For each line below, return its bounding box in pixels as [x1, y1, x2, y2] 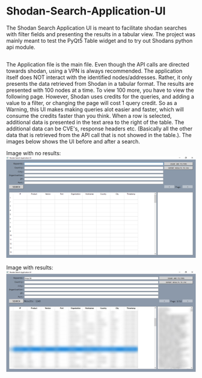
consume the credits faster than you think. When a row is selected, [6, 112, 172, 120]
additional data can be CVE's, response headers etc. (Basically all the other [6, 125, 193, 132]
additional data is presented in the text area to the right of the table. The [6, 119, 185, 126]
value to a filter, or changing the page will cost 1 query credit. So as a [6, 100, 177, 107]
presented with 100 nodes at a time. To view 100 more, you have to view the [6, 86, 194, 94]
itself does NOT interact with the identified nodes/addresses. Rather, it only [6, 74, 192, 81]
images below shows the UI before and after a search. [6, 138, 140, 146]
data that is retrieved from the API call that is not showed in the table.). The [6, 132, 192, 139]
